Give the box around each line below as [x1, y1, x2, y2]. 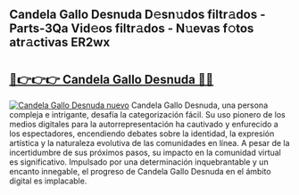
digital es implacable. [9, 175, 87, 186]
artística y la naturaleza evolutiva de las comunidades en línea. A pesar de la [9, 138, 290, 148]
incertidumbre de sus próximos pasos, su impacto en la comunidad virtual [9, 147, 281, 158]
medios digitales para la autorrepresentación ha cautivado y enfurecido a [9, 119, 278, 129]
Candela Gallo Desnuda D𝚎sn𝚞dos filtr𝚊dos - [9, 7, 266, 22]
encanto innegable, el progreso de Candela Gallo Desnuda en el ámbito [9, 167, 271, 176]
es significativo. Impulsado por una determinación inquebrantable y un [9, 157, 270, 167]
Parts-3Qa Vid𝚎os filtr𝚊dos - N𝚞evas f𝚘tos [9, 21, 254, 37]
